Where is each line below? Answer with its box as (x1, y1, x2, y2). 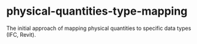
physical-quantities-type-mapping (6, 4, 188, 18)
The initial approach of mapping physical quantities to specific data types (6, 24, 191, 32)
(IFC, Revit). (6, 31, 36, 38)
